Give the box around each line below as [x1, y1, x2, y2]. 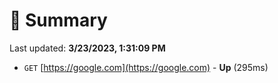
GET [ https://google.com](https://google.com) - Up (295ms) [23, 61, 269, 73]
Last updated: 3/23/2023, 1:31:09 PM [9, 42, 166, 54]
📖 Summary [9, 9, 108, 32]
